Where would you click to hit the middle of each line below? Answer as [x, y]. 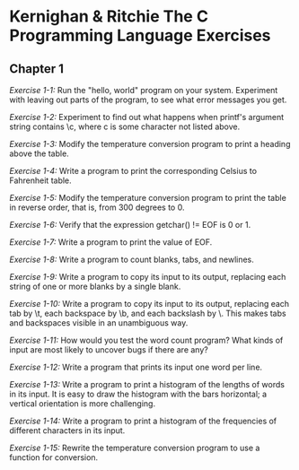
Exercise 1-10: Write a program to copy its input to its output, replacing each [149, 304]
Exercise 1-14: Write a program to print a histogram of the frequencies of [143, 421]
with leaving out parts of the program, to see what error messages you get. [148, 100]
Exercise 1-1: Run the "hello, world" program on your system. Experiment [144, 90]
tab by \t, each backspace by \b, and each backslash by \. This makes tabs [148, 313]
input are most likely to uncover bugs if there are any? [109, 350]
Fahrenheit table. [40, 180]
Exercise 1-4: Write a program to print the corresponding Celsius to [133, 171]
